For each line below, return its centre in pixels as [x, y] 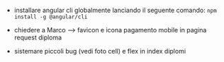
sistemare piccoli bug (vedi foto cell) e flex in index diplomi [100, 51]
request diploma [38, 37]
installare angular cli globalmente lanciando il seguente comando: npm [116, 10]
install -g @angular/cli [51, 17]
